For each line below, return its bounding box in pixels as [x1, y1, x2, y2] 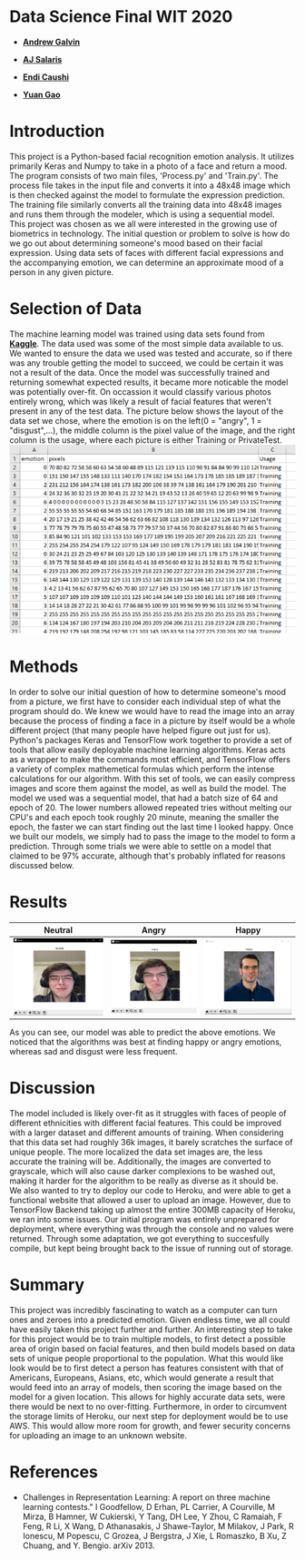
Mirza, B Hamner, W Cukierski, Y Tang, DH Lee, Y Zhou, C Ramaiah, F [22, 1511, 283, 1522]
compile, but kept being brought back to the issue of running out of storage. [9, 1242, 293, 1253]
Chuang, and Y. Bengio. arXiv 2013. [22, 1540, 156, 1551]
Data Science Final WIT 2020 [9, 6, 233, 27]
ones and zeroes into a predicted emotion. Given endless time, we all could [9, 1314, 290, 1325]
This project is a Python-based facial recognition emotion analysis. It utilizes [9, 151, 295, 162]
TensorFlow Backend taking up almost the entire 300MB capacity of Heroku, [9, 1204, 296, 1215]
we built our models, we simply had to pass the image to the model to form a [9, 831, 296, 842]
